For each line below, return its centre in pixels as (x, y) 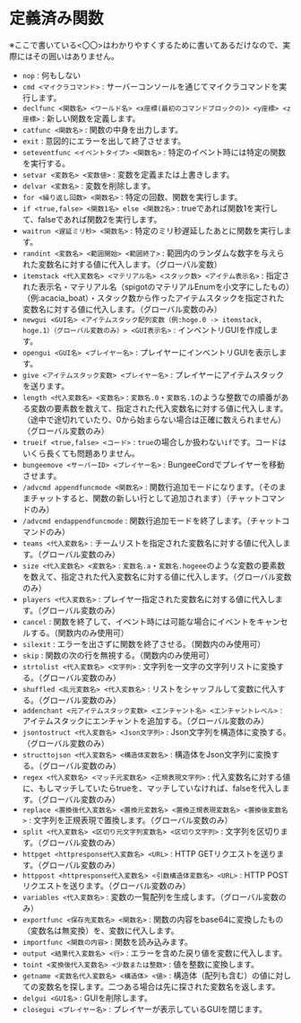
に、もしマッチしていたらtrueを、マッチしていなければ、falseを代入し (152, 788)
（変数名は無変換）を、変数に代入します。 (100, 931)
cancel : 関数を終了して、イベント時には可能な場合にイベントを (139, 621)
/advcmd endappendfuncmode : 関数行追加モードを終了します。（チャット (152, 520)
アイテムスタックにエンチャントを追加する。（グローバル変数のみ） (146, 721)
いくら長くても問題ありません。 (81, 453)
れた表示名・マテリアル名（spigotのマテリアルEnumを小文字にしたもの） (156, 286)
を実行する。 (46, 163)
